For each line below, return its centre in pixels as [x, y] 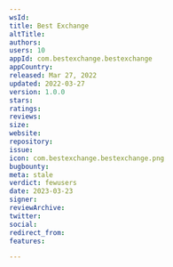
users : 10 [28, 51]
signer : [24, 200]
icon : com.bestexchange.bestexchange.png [87, 158]
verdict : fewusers [43, 183]
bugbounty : [29, 166]
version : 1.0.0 [37, 92]
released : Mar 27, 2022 [53, 76]
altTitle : [28, 34]
